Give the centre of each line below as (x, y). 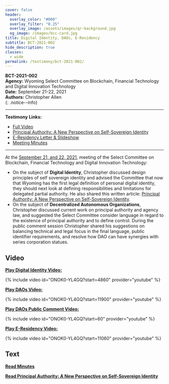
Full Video (23, 127)
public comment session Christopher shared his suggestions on (78, 226)
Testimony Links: (23, 117)
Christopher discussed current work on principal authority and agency (85, 210)
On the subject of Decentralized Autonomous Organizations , (76, 205)
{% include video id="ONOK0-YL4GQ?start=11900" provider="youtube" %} (83, 299)
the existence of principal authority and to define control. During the (83, 221)
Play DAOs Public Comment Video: (42, 309)
